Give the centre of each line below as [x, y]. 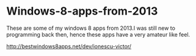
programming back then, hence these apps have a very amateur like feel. [98, 34]
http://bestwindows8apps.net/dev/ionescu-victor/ [69, 46]
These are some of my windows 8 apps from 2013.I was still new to [91, 28]
